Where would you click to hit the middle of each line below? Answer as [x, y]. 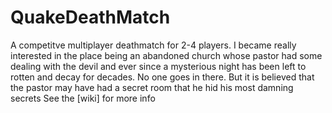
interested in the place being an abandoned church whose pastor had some [166, 55]
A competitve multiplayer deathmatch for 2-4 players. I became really [153, 45]
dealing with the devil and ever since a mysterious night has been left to [158, 66]
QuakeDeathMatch [90, 17]
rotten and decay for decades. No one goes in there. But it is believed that [162, 77]
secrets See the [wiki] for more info [83, 98]
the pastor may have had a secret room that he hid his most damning [152, 87]
